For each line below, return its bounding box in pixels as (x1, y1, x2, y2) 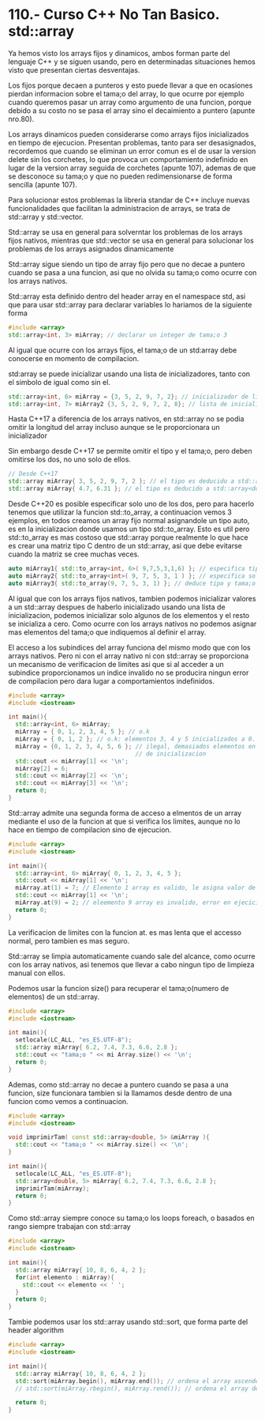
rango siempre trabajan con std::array (8, 1222, 132, 1231)
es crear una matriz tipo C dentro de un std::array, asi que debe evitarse (8, 541, 242, 551)
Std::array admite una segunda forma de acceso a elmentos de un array (8, 808, 242, 817)
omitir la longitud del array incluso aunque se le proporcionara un (8, 423, 220, 432)
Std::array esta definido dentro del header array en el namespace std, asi (8, 291, 246, 301)
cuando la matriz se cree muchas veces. (8, 549, 140, 559)
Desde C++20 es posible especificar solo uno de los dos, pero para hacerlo (8, 499, 255, 509)
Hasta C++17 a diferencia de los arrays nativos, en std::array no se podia (8, 414, 244, 424)
